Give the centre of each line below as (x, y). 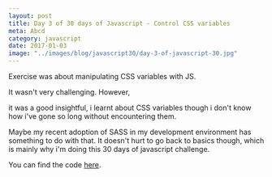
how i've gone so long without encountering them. (93, 116)
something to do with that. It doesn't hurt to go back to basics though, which (136, 141)
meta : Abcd (27, 31)
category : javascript (45, 38)
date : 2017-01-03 (38, 46)
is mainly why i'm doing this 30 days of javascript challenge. (109, 149)
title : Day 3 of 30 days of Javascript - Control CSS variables (119, 23)
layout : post (30, 16)
